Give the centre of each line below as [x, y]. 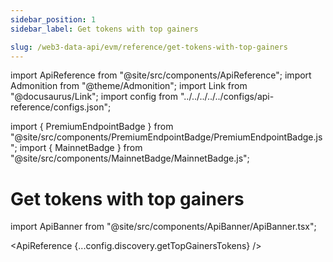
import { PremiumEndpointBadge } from [92, 127]
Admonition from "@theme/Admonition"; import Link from [129, 86]
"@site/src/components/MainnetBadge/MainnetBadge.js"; [130, 158]
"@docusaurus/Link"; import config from [94, 97]
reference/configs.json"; [61, 107]
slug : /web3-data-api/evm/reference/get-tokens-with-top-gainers [149, 47]
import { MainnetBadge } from [81, 148]
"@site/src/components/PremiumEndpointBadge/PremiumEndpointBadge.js [166, 137]
